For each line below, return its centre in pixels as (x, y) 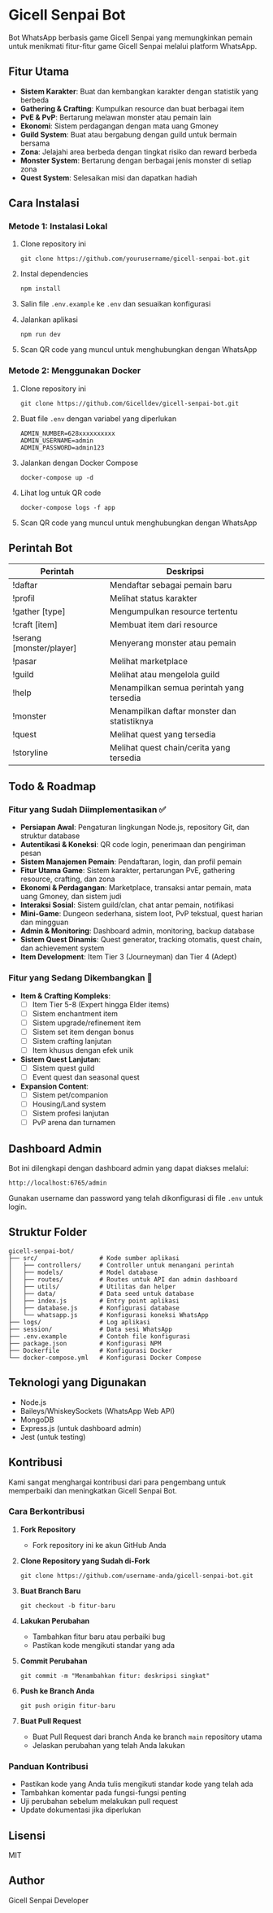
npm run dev (40, 335)
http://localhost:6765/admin (58, 1183)
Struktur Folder (48, 1232)
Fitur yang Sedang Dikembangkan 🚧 (80, 978)
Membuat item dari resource (163, 624)
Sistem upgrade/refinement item (87, 1023)
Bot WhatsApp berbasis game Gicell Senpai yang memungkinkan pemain (131, 37)
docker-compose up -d (56, 477)
